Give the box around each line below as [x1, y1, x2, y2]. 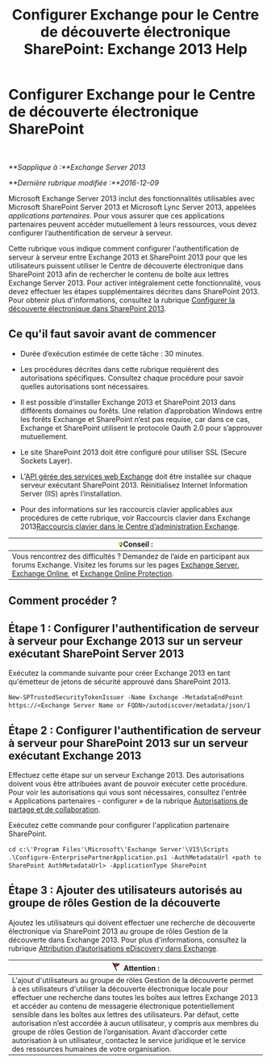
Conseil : [123, 539, 153, 549]
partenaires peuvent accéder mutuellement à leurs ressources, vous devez [8, 219, 257, 229]
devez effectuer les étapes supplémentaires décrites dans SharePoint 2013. [8, 286, 260, 296]
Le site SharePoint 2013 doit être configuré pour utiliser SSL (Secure [19, 447, 248, 457]
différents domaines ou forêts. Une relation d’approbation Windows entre [19, 406, 263, 416]
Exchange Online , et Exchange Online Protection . [11, 568, 174, 578]
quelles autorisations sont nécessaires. [19, 382, 150, 391]
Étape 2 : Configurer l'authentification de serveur [8, 724, 262, 737]
